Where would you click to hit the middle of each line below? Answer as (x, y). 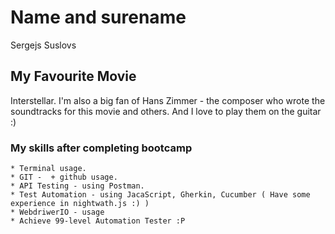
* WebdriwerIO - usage (57, 212)
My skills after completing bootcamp (101, 148)
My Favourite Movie (73, 76)
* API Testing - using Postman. (77, 186)
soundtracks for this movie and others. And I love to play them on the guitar (166, 111)
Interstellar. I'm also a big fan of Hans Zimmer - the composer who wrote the (168, 100)
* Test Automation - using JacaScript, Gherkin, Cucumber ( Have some (160, 195)
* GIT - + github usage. (64, 177)
